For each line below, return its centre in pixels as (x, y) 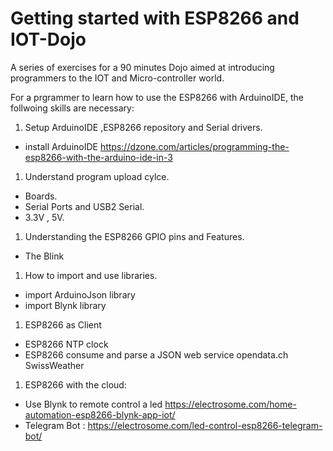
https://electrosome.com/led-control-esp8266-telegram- (205, 425)
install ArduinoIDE (61, 146)
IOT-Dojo (48, 39)
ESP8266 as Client (63, 324)
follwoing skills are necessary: (72, 108)
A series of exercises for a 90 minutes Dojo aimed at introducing (142, 67)
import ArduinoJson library (80, 294)
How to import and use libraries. (91, 275)
